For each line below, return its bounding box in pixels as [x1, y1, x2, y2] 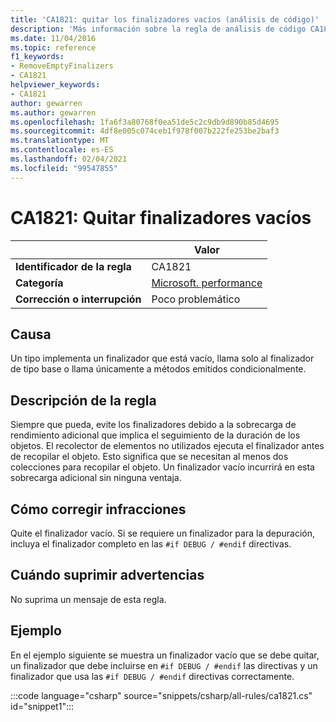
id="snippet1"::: [10, 700, 75, 712]
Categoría [15, 276, 64, 290]
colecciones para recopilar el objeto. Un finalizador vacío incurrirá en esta [10, 461, 315, 473]
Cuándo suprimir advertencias [10, 567, 205, 584]
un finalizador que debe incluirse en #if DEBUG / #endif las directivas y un [10, 659, 318, 671]
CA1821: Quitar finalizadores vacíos [10, 206, 312, 229]
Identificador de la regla [15, 259, 132, 273]
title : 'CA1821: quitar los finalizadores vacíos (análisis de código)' [10, 14, 320, 25]
